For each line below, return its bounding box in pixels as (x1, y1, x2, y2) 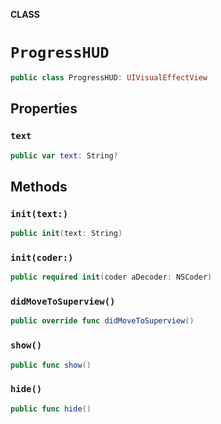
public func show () (10, 360, 92, 370)
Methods (10, 178, 68, 195)
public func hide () (10, 404, 92, 414)
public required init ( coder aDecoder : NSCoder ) (10, 272, 213, 283)
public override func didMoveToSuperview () (10, 316, 195, 326)
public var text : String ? (10, 150, 118, 161)
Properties (10, 100, 78, 118)
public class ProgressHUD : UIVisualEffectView (10, 72, 208, 83)
